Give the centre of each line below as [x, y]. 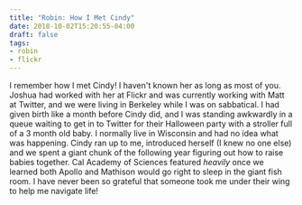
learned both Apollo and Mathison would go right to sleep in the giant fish [146, 172]
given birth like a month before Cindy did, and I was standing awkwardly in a [151, 114]
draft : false [34, 34]
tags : [19, 43]
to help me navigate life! [54, 191]
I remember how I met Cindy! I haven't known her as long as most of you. [145, 85]
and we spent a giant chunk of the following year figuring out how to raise [146, 153]
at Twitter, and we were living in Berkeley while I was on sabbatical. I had [144, 104]
